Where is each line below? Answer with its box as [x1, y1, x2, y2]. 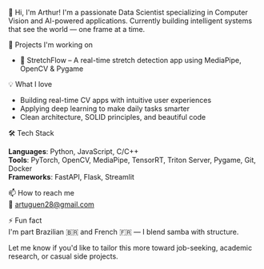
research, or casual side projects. [8, 251, 118, 261]
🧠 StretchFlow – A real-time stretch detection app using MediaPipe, [19, 56, 242, 65]
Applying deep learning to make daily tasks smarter [19, 104, 190, 113]
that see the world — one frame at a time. [8, 25, 146, 34]
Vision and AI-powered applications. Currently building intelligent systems [8, 16, 253, 26]
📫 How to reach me [8, 188, 74, 197]
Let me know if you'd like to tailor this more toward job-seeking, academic [8, 243, 253, 252]
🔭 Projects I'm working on [8, 40, 94, 49]
